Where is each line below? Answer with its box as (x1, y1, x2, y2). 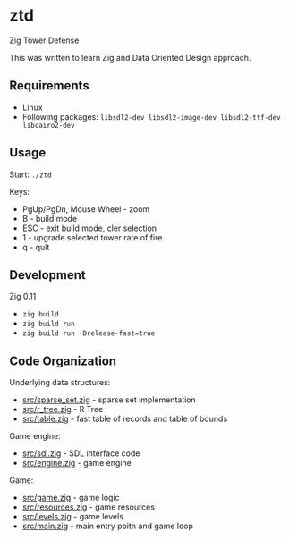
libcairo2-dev (21, 121, 75, 130)
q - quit (21, 241, 50, 252)
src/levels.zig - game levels (21, 511, 123, 522)
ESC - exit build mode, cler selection (21, 223, 157, 233)
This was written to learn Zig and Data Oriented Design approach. (9, 52, 251, 63)
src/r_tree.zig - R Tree (21, 404, 104, 415)
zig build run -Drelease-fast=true (21, 329, 156, 338)
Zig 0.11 (9, 291, 37, 302)
